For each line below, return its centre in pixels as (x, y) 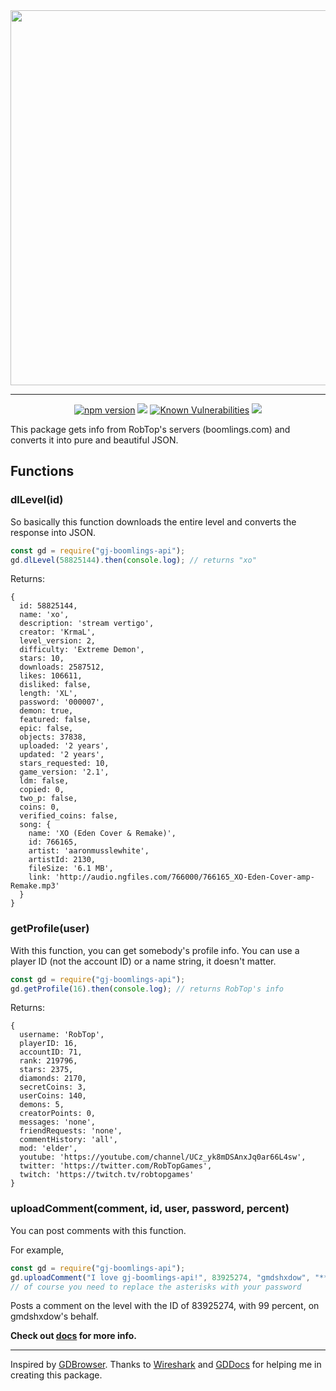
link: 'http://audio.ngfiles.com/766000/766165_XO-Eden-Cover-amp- (171, 877)
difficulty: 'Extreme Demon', (82, 650)
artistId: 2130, (62, 860)
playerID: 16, (48, 1044)
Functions (42, 471)
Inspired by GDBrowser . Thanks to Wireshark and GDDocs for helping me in (166, 1365)
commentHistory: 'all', (68, 1140)
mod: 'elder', (48, 1149)
